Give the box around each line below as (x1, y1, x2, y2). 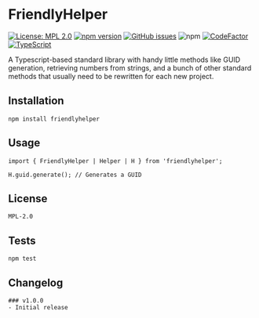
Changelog (8, 276, 64, 289)
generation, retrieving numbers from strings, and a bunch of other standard (8, 63, 252, 72)
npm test (8, 255, 37, 263)
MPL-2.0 (8, 213, 34, 221)
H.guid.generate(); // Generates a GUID (8, 171, 143, 179)
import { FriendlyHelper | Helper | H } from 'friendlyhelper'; (8, 157, 223, 165)
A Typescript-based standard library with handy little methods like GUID (8, 55, 241, 64)
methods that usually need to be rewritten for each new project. (8, 71, 214, 81)
